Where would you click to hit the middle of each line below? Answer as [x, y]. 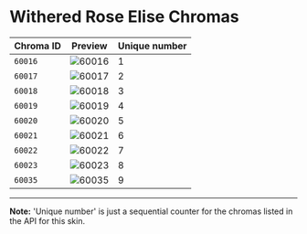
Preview [90, 46]
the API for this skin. [47, 220]
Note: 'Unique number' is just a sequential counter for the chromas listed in [151, 211]
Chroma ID [37, 46]
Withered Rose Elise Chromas [124, 17]
